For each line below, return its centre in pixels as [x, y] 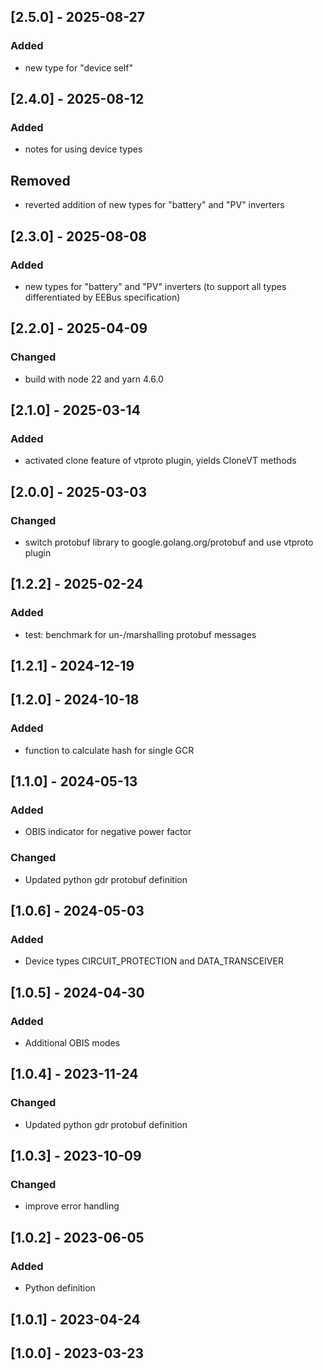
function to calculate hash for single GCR [109, 750]
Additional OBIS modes [72, 1043]
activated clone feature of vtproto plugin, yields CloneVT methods [160, 461]
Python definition [60, 1288]
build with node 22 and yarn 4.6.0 [94, 379]
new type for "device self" [78, 67]
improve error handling [72, 1206]
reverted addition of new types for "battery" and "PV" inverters [154, 205]
